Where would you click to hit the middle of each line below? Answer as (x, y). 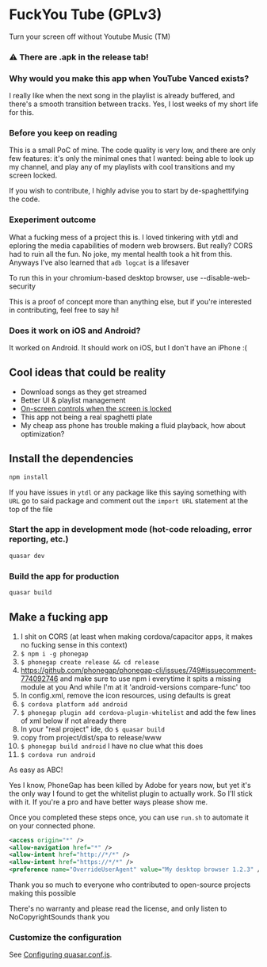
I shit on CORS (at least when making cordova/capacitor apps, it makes (136, 636)
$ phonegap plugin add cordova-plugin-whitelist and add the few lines (138, 712)
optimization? (42, 434)
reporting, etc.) (39, 539)
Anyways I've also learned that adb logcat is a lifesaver (99, 262)
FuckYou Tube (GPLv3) (86, 15)
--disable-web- (225, 277)
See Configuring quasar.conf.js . (61, 955)
